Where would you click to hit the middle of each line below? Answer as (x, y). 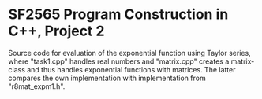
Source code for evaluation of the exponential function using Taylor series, (129, 53)
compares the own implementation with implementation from (107, 78)
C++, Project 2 (56, 31)
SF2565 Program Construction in (118, 15)
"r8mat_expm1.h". (37, 86)
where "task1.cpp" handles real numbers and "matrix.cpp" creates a (119, 61)
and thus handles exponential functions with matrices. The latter (131, 69)
